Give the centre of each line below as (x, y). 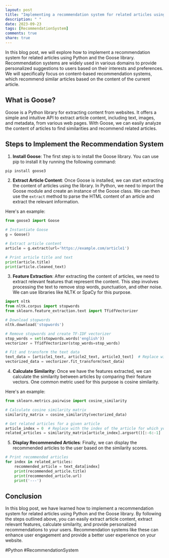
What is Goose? (30, 100)
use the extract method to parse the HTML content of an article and (83, 196)
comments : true (21, 33)
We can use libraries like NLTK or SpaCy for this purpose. (72, 292)
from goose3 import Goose (32, 221)
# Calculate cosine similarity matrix (46, 410)
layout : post (19, 10)
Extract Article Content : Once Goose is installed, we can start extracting (88, 180)
